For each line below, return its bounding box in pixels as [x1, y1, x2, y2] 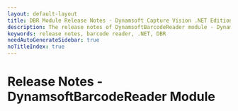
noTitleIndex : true [7, 43, 65, 50]
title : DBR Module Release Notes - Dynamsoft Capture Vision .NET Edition [7, 17, 233, 24]
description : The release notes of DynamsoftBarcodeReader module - [7, 23, 214, 30]
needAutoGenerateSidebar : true [7, 37, 100, 44]
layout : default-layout [7, 10, 78, 18]
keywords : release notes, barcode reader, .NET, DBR [7, 30, 166, 37]
